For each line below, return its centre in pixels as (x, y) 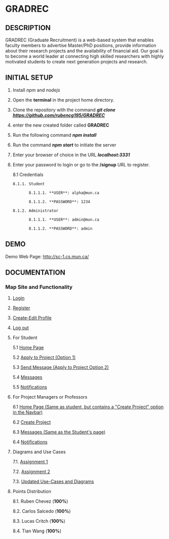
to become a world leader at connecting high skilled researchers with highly (84, 56)
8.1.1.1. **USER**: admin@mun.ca (64, 219)
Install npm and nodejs (36, 90)
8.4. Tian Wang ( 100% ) (37, 531)
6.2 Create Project (31, 422)
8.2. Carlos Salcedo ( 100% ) (42, 511)
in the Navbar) (28, 412)
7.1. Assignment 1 (30, 462)
